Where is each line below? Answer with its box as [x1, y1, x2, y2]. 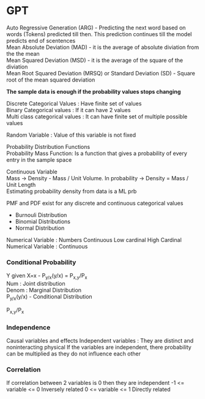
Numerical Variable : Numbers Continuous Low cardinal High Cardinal [6, 236, 182, 243]
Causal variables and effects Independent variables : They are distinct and [6, 336, 194, 344]
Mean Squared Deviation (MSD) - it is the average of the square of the [6, 56, 184, 64]
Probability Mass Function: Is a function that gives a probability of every [6, 150, 188, 157]
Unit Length [6, 181, 36, 188]
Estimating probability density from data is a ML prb [6, 188, 137, 195]
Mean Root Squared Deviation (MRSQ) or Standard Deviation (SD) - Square [6, 69, 196, 77]
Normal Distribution [15, 224, 65, 232]
